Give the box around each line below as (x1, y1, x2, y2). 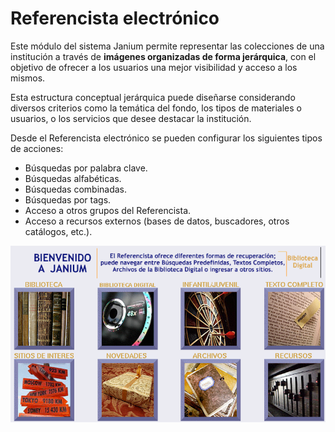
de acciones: (10, 142, 64, 154)
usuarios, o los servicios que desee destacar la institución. (10, 112, 252, 124)
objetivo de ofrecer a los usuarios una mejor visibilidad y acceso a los (10, 61, 298, 73)
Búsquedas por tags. (24, 193, 112, 206)
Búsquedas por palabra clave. (24, 162, 148, 174)
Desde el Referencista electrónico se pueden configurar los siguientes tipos (10, 132, 323, 144)
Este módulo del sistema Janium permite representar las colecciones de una (10, 40, 325, 52)
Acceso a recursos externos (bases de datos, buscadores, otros (24, 215, 290, 227)
